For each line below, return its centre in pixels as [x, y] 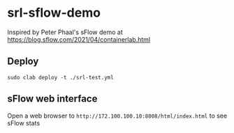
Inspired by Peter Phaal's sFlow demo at [65, 32]
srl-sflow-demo [54, 13]
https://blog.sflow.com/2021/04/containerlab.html [79, 39]
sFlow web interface [52, 99]
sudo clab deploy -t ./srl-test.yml [60, 77]
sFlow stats [24, 123]
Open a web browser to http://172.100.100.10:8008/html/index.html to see [117, 116]
